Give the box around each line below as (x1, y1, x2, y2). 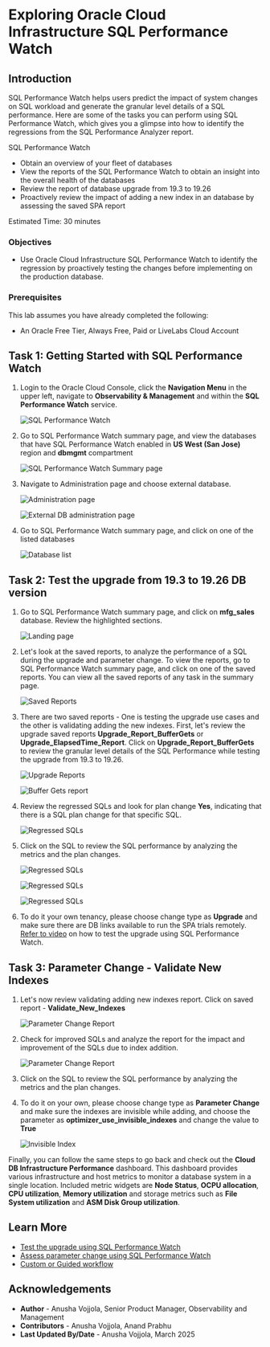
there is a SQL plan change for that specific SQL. (19, 810, 182, 820)
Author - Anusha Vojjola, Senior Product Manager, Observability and (19, 1304, 247, 1313)
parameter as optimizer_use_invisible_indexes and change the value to (19, 1115, 260, 1125)
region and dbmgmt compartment (19, 448, 133, 458)
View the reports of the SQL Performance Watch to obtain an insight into (19, 167, 260, 176)
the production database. (19, 271, 104, 282)
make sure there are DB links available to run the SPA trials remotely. (19, 920, 247, 930)
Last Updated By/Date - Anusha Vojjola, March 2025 (19, 1329, 195, 1339)
